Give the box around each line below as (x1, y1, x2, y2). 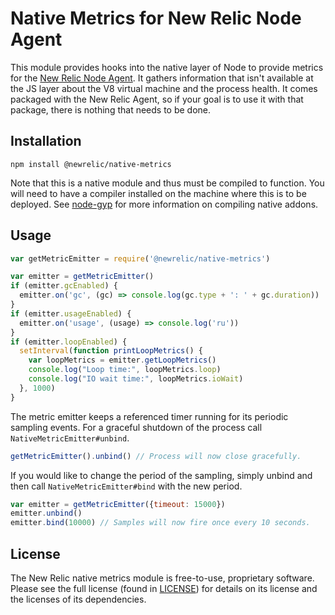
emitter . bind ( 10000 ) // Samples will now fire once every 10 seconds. (10, 518, 311, 528)
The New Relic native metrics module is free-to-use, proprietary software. (10, 572, 315, 584)
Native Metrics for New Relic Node (10, 7, 302, 30)
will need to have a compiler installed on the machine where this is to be (10, 187, 307, 199)
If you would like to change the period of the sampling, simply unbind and (10, 469, 313, 481)
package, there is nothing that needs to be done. (10, 103, 212, 116)
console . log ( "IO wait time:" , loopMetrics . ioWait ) (28, 374, 244, 384)
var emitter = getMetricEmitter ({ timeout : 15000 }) (10, 499, 226, 509)
